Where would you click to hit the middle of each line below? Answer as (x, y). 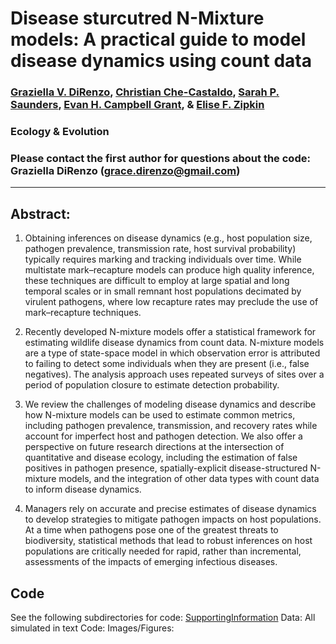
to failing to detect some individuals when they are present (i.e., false (167, 364)
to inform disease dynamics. (83, 489)
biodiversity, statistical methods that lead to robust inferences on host (168, 541)
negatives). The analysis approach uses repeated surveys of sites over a (174, 374)
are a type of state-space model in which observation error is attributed (172, 353)
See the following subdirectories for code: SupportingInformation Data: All (163, 617)
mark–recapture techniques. (83, 313)
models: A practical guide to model (158, 39)
